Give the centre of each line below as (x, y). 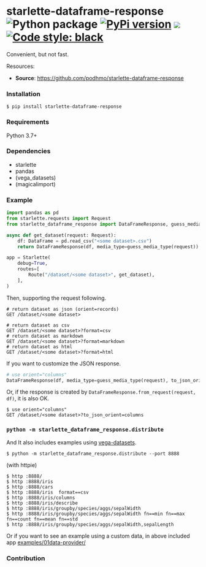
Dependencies (29, 151)
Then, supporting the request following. (56, 298)
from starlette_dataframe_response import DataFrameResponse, (87, 224)
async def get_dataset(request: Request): (61, 235)
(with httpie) (22, 465)
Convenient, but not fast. (38, 54)
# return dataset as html (39, 347)
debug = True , (32, 264)
